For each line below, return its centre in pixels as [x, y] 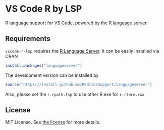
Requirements [28, 39]
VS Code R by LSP [44, 9]
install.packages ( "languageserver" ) [44, 66]
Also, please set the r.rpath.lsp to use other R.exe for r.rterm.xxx [75, 94]
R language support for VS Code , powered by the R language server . [76, 23]
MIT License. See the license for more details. [53, 122]
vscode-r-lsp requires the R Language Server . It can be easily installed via [82, 51]
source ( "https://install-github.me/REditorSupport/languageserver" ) [79, 84]
